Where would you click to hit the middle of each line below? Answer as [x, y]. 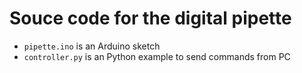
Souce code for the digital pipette [150, 18]
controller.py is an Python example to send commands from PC [157, 56]
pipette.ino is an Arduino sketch [92, 46]
